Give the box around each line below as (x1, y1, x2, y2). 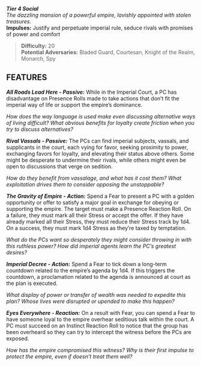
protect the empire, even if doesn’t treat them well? (6, 353, 133, 360)
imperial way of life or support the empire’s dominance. (6, 101, 143, 108)
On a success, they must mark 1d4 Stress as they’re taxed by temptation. (6, 224, 187, 231)
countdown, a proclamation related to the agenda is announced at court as (6, 273, 191, 280)
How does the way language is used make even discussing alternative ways (6, 112, 196, 120)
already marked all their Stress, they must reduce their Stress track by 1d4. (6, 218, 191, 225)
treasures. (6, 18, 32, 25)
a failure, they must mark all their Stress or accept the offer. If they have (6, 212, 184, 219)
